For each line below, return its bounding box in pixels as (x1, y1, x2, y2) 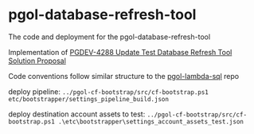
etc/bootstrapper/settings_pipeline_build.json (8, 95, 170, 103)
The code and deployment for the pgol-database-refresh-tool (8, 32, 211, 41)
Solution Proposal (8, 56, 66, 65)
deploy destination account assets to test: (8, 109, 146, 119)
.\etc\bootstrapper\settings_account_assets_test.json (58, 117, 244, 125)
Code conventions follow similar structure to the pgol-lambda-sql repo (8, 71, 240, 81)
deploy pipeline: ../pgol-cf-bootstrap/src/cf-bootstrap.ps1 (8, 86, 209, 97)
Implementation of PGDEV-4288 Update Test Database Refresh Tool (8, 47, 233, 57)
